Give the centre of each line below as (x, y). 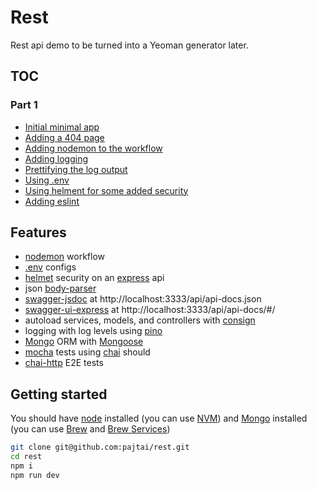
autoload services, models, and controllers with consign (140, 320)
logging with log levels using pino (93, 331)
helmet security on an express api (94, 278)
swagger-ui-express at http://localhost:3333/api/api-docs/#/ (150, 310)
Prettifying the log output (76, 169)
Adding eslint (52, 201)
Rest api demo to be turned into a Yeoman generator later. (129, 45)
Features (38, 232)
